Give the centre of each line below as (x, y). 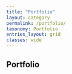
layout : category (28, 18)
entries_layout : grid (34, 35)
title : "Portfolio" (31, 12)
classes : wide (24, 40)
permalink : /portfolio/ (36, 23)
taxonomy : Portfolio (32, 29)
